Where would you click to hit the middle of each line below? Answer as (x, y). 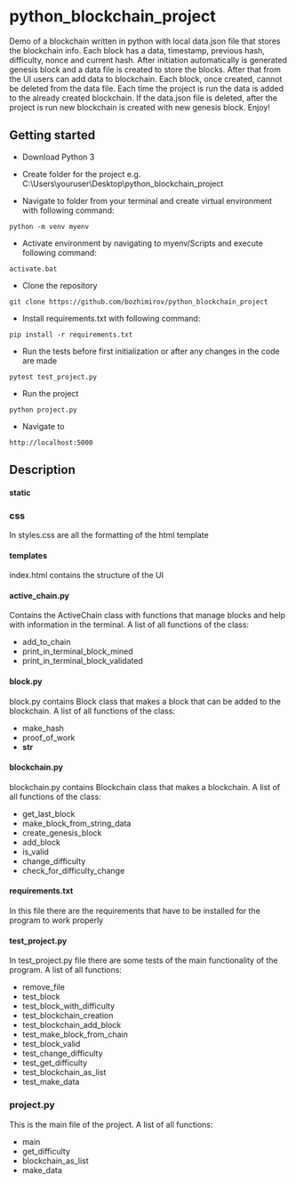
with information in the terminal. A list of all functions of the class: (129, 624)
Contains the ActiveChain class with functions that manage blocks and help (148, 616)
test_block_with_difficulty (68, 1006)
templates (28, 555)
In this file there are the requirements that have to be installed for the (135, 911)
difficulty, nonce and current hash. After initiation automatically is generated (148, 60)
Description (42, 470)
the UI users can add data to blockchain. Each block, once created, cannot (146, 78)
